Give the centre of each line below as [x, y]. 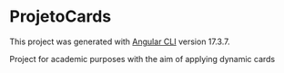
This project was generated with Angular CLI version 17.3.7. [120, 41]
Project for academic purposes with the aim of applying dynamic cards [142, 59]
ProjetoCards [61, 17]
